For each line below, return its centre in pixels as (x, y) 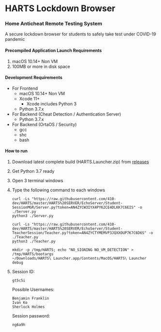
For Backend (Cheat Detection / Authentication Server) (66, 114)
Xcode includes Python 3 (51, 104)
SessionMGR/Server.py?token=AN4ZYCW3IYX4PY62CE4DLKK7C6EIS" (74, 207)
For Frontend (25, 88)
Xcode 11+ (29, 99)
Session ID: (23, 272)
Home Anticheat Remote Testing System (54, 24)
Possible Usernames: (33, 290)
